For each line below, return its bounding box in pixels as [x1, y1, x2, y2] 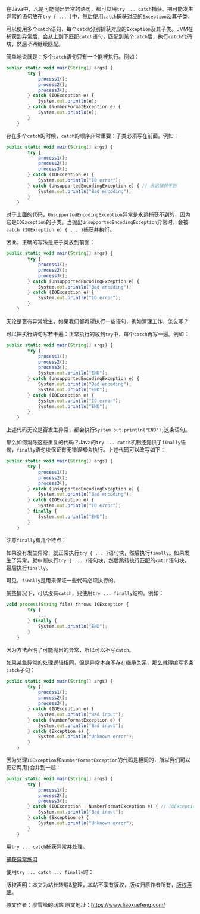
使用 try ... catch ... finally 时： [6, 868, 94, 875]
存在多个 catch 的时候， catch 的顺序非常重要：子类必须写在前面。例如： [6, 132, 179, 139]
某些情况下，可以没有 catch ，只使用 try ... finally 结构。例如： [6, 589, 164, 596]
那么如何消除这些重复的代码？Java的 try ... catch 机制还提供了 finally [6, 438, 181, 446]
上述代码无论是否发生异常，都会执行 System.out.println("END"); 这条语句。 [6, 426, 190, 433]
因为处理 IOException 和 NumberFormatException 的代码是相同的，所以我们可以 [6, 756, 191, 763]
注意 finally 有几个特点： [6, 536, 67, 544]
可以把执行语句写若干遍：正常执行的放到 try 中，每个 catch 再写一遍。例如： [6, 330, 189, 338]
